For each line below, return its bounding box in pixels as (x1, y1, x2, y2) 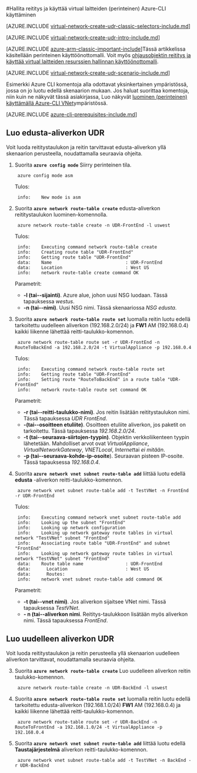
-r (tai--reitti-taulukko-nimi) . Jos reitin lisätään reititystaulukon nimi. (23, 409, 191, 416)
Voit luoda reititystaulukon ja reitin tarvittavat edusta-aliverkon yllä (6, 144, 166, 151)
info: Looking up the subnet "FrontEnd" (17, 519, 126, 526)
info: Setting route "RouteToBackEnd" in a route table (17, 376, 165, 382)
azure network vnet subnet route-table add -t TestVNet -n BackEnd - (17, 757, 192, 763)
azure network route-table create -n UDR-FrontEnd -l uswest (17, 222, 171, 228)
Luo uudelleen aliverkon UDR (6, 634, 115, 644)
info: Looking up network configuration (17, 525, 126, 530)
